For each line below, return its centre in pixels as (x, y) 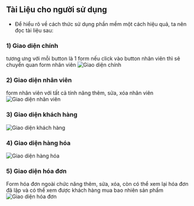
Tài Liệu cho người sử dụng (57, 10)
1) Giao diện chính (32, 46)
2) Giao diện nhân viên (39, 81)
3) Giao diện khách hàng (42, 115)
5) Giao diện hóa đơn (36, 171)
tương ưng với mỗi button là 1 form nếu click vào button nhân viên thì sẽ (93, 59)
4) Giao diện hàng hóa (38, 143)
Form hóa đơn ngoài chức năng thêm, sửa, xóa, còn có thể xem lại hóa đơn (97, 184)
